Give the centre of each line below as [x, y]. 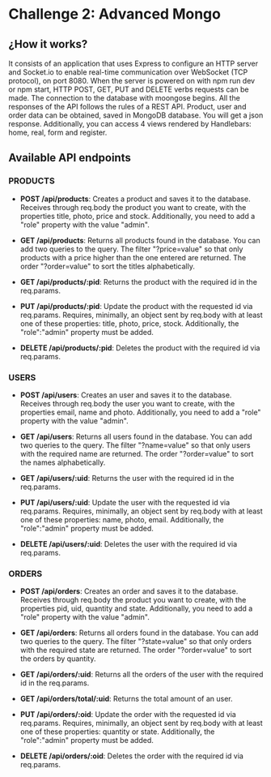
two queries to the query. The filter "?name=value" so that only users [135, 445]
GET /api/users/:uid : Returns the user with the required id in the [127, 478]
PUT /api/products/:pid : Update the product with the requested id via [136, 306]
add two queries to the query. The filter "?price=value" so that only [131, 249]
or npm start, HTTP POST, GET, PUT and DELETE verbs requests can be [129, 89]
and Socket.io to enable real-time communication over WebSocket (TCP [128, 72]
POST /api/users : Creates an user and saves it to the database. [126, 395]
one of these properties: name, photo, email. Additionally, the [122, 519]
